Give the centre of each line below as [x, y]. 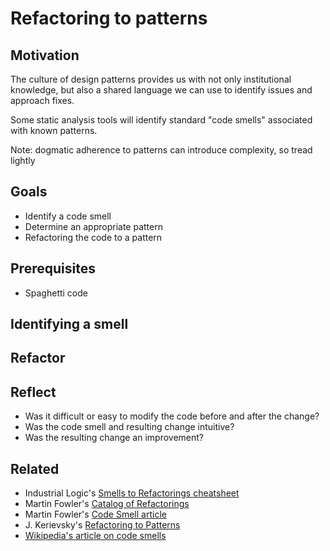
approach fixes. [42, 100]
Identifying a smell [69, 324]
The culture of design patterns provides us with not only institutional [151, 79]
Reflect [33, 392]
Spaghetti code [56, 293]
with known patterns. [54, 130]
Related [35, 468]
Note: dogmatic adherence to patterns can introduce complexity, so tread [161, 150]
